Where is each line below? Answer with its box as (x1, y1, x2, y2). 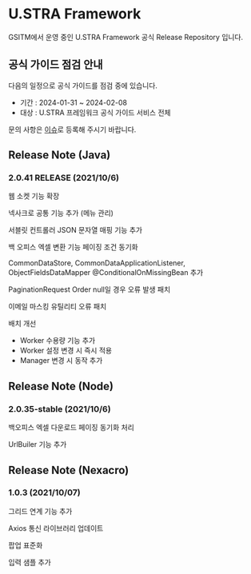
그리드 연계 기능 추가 (8, 506, 73, 516)
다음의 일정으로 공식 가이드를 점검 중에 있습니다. (8, 81, 158, 90)
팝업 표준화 (8, 540, 43, 550)
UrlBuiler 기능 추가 (8, 440, 67, 449)
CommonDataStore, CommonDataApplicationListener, (8, 258, 185, 268)
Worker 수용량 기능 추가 (19, 336, 96, 345)
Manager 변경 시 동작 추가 (19, 356, 103, 365)
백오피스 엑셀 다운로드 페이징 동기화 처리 (8, 423, 134, 432)
